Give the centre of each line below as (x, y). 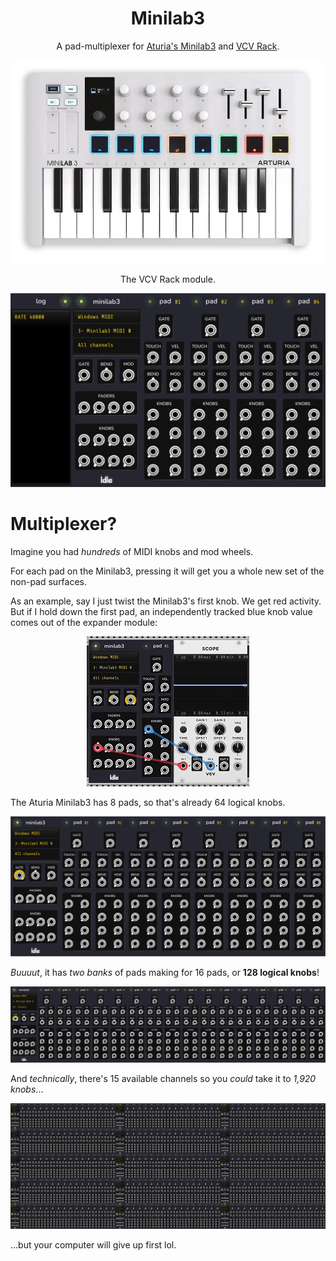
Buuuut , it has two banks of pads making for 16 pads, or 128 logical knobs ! (165, 973)
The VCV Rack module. (168, 279)
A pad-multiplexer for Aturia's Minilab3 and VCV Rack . (168, 46)
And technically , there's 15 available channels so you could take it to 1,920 (163, 1078)
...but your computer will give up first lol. (93, 1245)
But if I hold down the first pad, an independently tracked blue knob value (161, 612)
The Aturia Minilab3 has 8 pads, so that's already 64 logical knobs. (148, 803)
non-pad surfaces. (49, 582)
